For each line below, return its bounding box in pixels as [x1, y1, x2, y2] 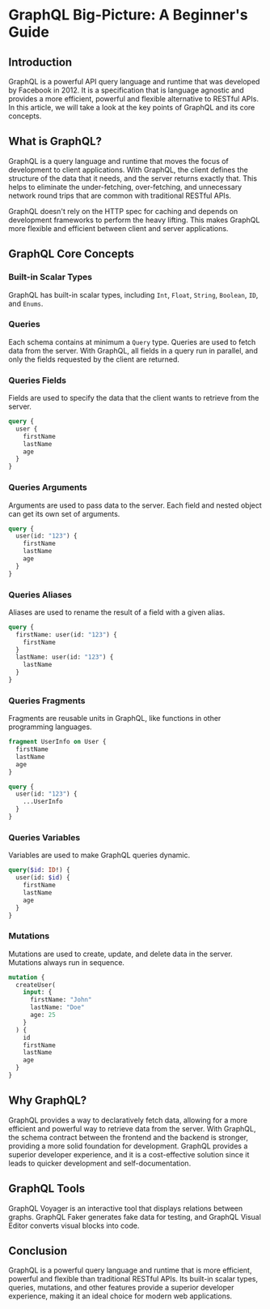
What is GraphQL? [8, 135, 103, 148]
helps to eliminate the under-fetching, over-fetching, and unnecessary [8, 182, 243, 191]
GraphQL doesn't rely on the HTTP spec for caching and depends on [8, 206, 238, 216]
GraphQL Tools [8, 1182, 86, 1195]
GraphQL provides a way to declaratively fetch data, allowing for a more [8, 1115, 248, 1125]
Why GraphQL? [8, 1093, 87, 1108]
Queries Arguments [8, 482, 87, 493]
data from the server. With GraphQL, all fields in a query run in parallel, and [8, 345, 259, 355]
